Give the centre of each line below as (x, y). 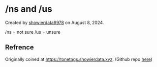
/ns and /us (29, 9)
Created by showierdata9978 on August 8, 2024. (55, 22)
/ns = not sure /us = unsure (33, 32)
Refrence (19, 47)
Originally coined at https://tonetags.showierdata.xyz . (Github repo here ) (79, 59)
